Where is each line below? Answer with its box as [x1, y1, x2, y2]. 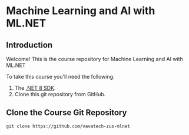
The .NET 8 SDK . [14, 85, 56, 92]
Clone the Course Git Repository [6, 107, 127, 118]
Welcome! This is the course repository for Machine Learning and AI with [6, 56, 184, 62]
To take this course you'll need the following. [6, 73, 115, 80]
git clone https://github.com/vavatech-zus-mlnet [6, 123, 131, 129]
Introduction [6, 40, 53, 50]
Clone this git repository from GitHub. [14, 91, 106, 97]
